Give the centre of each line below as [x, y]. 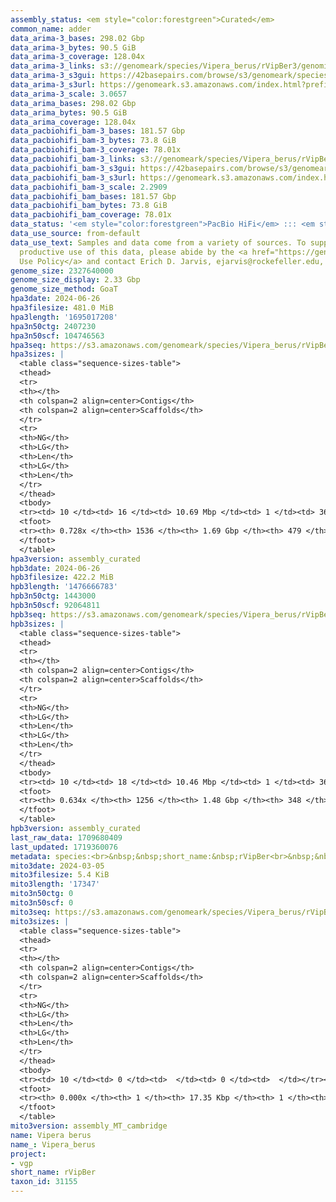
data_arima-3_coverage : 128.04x [77, 57]
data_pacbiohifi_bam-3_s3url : [73, 177]
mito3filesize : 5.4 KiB [60, 875]
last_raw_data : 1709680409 [66, 837]
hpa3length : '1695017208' [64, 317]
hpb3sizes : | [37, 624]
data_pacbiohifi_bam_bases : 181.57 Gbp [93, 196]
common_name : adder [51, 29]
